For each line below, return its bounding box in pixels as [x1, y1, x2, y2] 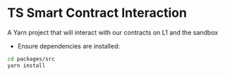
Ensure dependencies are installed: [17, 42, 121, 50]
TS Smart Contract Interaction [7, 5, 187, 21]
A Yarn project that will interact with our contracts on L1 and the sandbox [7, 28, 219, 37]
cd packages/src [7, 55, 55, 63]
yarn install [7, 62, 46, 69]
